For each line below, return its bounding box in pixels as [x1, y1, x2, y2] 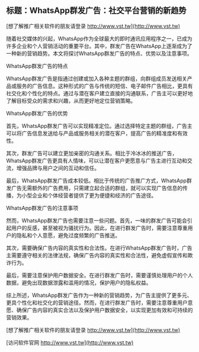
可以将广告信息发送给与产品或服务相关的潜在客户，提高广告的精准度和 [6, 130, 178, 137]
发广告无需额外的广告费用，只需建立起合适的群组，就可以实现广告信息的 [6, 184, 182, 191]
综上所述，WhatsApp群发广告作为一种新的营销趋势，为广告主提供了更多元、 [6, 292, 192, 299]
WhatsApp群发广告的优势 [6, 109, 68, 117]
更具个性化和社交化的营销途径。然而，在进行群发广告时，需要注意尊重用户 [6, 299, 188, 306]
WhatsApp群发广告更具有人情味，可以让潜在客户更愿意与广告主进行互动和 [6, 157, 188, 164]
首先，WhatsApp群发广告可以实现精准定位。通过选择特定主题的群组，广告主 [6, 122, 192, 129]
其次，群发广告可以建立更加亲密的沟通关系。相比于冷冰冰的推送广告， [6, 150, 178, 157]
